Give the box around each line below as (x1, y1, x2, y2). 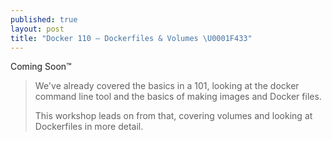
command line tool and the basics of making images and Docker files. (34, 91, 322, 103)
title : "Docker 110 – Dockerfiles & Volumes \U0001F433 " (10, 33, 253, 43)
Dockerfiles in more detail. (34, 121, 144, 133)
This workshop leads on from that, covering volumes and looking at (34, 110, 313, 122)
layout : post (10, 24, 65, 34)
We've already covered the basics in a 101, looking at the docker (34, 80, 300, 92)
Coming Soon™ (10, 61, 72, 73)
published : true (10, 14, 78, 25)
